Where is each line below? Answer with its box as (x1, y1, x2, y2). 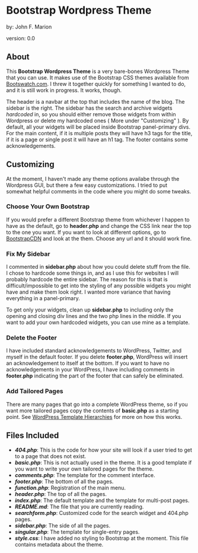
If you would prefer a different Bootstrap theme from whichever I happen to (6, 216, 190, 223)
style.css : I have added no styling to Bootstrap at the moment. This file (14, 535, 189, 542)
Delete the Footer (6, 333, 58, 342)
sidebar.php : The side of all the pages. (14, 522, 111, 529)
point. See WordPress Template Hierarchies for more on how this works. (6, 413, 183, 420)
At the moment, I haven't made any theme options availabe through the (6, 175, 180, 182)
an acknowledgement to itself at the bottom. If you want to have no (6, 360, 170, 367)
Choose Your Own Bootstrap (6, 202, 90, 211)
